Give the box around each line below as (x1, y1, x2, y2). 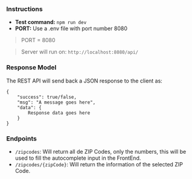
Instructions (6, 5, 43, 13)
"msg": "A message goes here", (17, 99, 96, 105)
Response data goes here (28, 110, 91, 116)
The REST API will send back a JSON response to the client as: (6, 77, 163, 84)
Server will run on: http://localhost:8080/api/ (21, 48, 139, 55)
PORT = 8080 (21, 37, 56, 44)
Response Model (6, 63, 57, 72)
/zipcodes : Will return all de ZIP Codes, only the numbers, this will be (14, 148, 187, 155)
